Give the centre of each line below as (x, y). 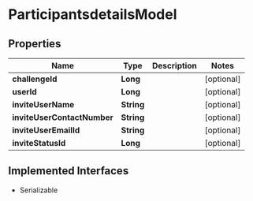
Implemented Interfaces (69, 171)
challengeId (35, 79)
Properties (35, 44)
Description (175, 66)
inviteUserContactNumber (63, 117)
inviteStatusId (39, 143)
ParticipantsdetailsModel (93, 15)
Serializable (39, 190)
